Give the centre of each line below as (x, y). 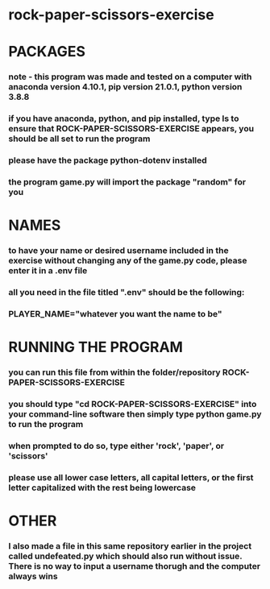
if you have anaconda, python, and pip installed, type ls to (124, 118)
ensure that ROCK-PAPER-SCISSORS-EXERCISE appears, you (131, 129)
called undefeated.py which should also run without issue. (125, 556)
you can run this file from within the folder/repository (114, 372)
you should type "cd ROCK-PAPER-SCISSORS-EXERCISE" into (133, 404)
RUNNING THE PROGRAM (96, 347)
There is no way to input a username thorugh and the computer (134, 566)
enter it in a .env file (48, 271)
